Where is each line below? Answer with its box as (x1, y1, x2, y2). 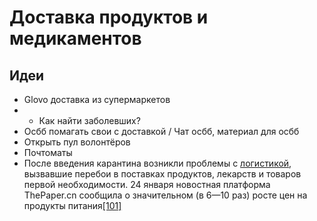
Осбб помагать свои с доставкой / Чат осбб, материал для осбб (23, 126, 300, 137)
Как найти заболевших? (38, 115, 141, 126)
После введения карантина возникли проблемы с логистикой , (23, 157, 292, 169)
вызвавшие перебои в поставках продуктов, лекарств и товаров (23, 168, 302, 180)
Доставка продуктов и (9, 6, 209, 29)
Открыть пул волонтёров (23, 136, 131, 148)
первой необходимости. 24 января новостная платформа (23, 179, 271, 190)
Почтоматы (23, 147, 73, 158)
